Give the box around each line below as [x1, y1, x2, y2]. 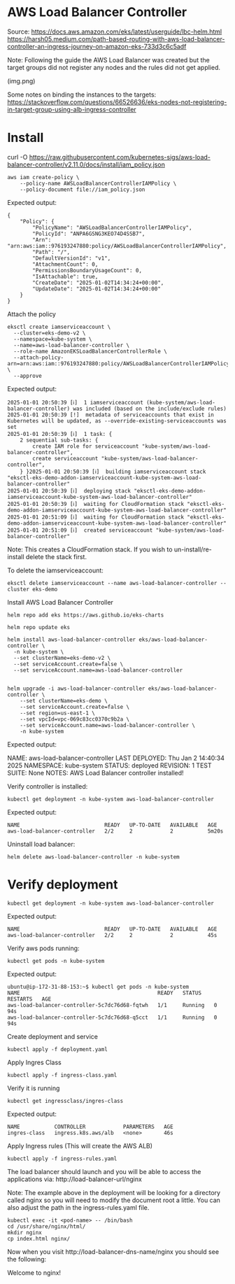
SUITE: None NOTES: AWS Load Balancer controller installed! [7, 768, 184, 777]
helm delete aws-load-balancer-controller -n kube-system [7, 853, 180, 861]
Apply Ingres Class [7, 1058, 62, 1066]
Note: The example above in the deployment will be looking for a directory [7, 1188, 221, 1197]
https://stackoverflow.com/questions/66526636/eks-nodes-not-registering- [7, 97, 227, 106]
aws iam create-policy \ [7, 174, 80, 181]
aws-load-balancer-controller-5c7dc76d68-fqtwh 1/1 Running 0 [7, 1001, 218, 1008]
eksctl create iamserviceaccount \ [7, 323, 111, 330]
